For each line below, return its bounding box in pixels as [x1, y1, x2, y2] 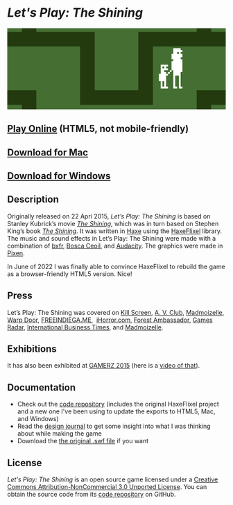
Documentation [7, 382, 76, 393]
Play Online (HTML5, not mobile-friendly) [7, 123, 189, 135]
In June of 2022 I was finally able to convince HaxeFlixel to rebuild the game [7, 262, 225, 271]
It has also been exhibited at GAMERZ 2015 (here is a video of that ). [7, 361, 200, 370]
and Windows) [17, 415, 59, 423]
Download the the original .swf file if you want [17, 437, 149, 445]
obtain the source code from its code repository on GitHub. [7, 490, 176, 499]
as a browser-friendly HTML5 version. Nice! [7, 269, 132, 278]
